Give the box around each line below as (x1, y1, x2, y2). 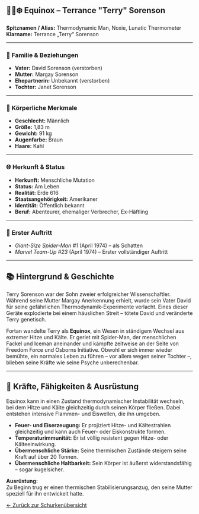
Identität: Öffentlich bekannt (14, 201, 85, 209)
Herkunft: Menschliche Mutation (14, 176, 95, 184)
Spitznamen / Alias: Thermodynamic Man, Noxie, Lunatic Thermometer (6, 24, 182, 31)
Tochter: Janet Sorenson (14, 83, 76, 91)
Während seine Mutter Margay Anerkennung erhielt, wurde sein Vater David (6, 297, 191, 304)
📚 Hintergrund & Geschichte (6, 272, 114, 282)
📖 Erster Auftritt (6, 228, 52, 236)
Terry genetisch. (6, 316, 46, 323)
